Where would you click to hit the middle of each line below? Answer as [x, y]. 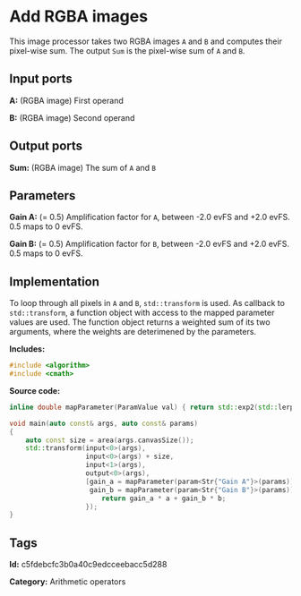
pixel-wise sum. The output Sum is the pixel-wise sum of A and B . [127, 50]
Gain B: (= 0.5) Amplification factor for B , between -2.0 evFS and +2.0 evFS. [149, 244]
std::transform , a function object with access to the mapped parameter [142, 313]
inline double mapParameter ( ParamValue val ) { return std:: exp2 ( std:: [144, 407]
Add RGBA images [79, 17]
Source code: [35, 390]
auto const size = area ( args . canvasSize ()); [110, 440]
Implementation [55, 281]
